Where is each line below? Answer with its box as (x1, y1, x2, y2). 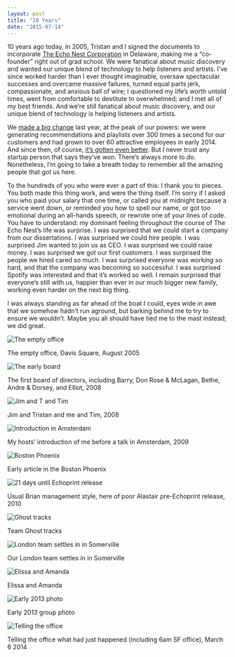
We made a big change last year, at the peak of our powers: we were (7, 123, 206, 132)
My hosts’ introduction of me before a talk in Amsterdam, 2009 (7, 438, 189, 446)
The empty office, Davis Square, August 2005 (7, 348, 140, 358)
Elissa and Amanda (7, 581, 62, 590)
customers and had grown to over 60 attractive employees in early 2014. (7, 138, 217, 147)
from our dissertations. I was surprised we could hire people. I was (7, 233, 200, 242)
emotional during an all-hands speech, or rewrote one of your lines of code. (7, 211, 227, 219)
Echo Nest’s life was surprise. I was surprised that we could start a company (7, 226, 228, 235)
